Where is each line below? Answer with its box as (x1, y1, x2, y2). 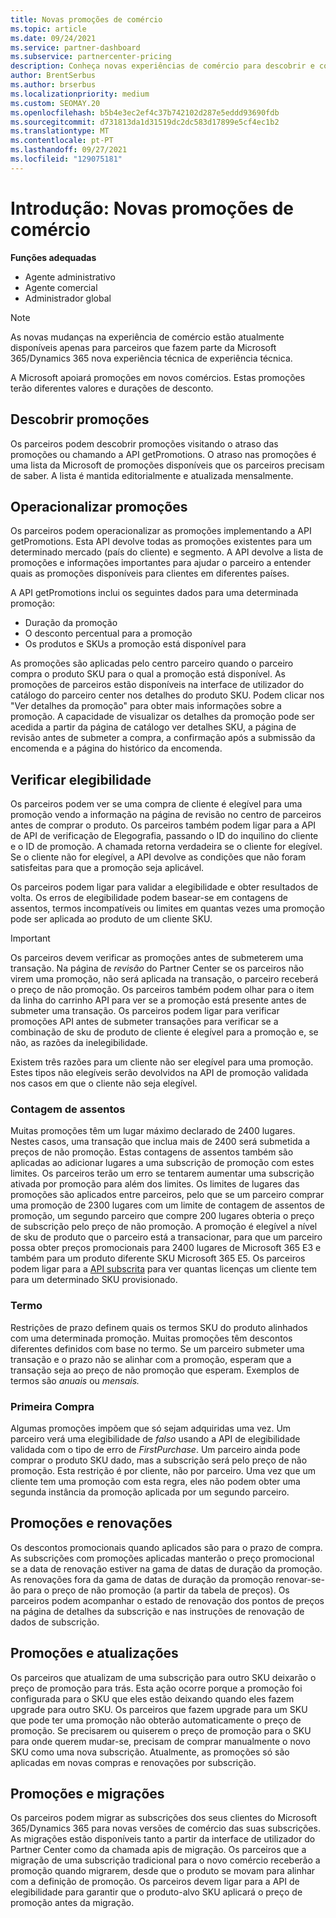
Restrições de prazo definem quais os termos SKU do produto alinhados (10, 1321, 308, 1333)
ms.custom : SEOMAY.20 (10, 98, 101, 108)
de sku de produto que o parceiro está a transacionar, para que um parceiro (10, 1231, 323, 1243)
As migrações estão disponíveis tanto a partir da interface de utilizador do (10, 1833, 316, 1845)
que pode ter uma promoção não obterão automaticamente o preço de (10, 1714, 302, 1726)
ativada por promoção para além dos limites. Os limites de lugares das (10, 1178, 300, 1190)
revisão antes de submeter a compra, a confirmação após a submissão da (10, 732, 316, 744)
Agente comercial (24, 281, 98, 293)
